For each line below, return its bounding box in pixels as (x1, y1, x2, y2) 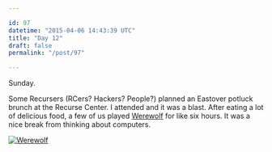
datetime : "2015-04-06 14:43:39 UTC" (8, 26, 136, 35)
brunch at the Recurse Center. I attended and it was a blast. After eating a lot (8, 103, 264, 112)
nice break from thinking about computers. (8, 120, 151, 129)
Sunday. (8, 78, 36, 88)
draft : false (8, 41, 53, 49)
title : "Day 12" (8, 34, 63, 42)
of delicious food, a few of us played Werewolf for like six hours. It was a (8, 111, 251, 121)
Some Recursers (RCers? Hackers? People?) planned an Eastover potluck (8, 94, 253, 103)
